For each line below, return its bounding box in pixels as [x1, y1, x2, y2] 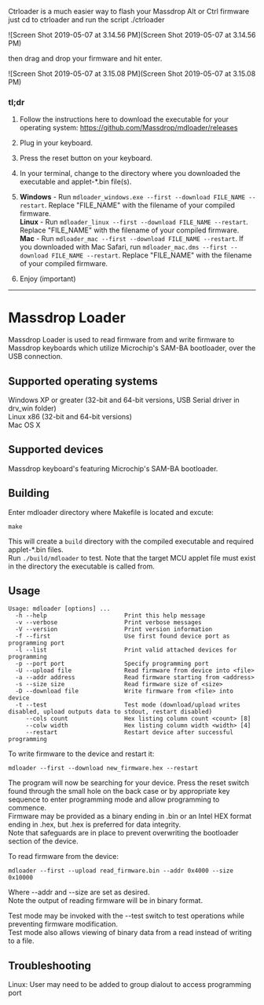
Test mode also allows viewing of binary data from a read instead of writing [8, 928, 252, 937]
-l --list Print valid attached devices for [15, 646, 237, 654]
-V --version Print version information [15, 626, 213, 634]
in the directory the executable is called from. [8, 561, 156, 571]
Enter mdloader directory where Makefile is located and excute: [8, 507, 214, 517]
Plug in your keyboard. [19, 138, 93, 148]
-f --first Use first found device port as [15, 632, 230, 641]
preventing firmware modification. [8, 919, 118, 929]
